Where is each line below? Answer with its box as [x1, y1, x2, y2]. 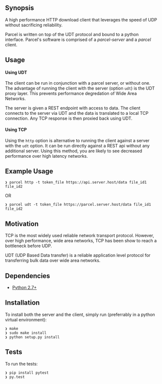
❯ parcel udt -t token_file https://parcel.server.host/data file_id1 [5, 202, 151, 207]
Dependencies [5, 272, 50, 280]
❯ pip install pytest [5, 370, 49, 375]
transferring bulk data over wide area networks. [5, 257, 101, 263]
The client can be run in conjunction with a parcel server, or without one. [5, 80, 151, 86]
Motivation [5, 219, 39, 228]
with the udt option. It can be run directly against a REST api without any [5, 143, 150, 148]
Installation [5, 299, 40, 307]
